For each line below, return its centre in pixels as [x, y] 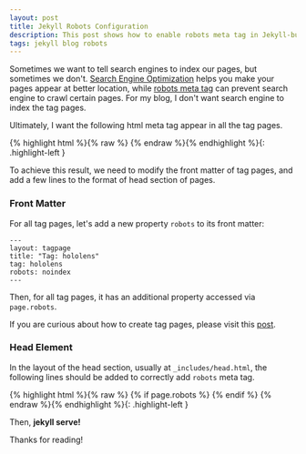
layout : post [34, 18]
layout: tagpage [40, 248]
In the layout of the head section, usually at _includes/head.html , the [138, 367]
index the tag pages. [48, 108]
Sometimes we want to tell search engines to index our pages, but [133, 69]
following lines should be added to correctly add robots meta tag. [132, 377]
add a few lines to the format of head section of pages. [112, 180]
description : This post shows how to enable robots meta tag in [134, 35]
